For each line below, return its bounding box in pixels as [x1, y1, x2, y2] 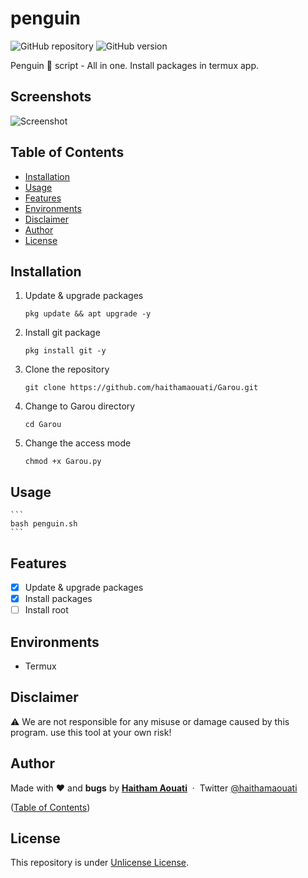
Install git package [24, 327, 101, 339]
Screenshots [10, 88, 92, 106]
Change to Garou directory [24, 400, 136, 412]
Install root [24, 604, 69, 616]
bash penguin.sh [10, 519, 78, 529]
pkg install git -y [24, 346, 107, 356]
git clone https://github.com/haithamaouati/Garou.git [24, 383, 259, 393]
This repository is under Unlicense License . [10, 857, 190, 869]
